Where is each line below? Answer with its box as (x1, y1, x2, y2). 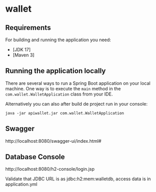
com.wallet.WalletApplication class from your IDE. (5, 91, 113, 97)
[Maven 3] (12, 52, 35, 58)
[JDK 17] (12, 47, 31, 52)
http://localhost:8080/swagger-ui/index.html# (5, 138, 102, 144)
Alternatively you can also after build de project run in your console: (5, 101, 148, 107)
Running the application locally (5, 67, 106, 75)
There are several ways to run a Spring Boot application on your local (5, 80, 150, 86)
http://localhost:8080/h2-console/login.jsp (5, 166, 95, 172)
